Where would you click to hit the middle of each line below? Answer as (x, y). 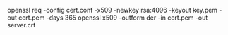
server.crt (22, 25)
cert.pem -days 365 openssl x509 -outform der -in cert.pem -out (113, 17)
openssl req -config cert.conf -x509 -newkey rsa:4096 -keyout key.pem (112, 10)
